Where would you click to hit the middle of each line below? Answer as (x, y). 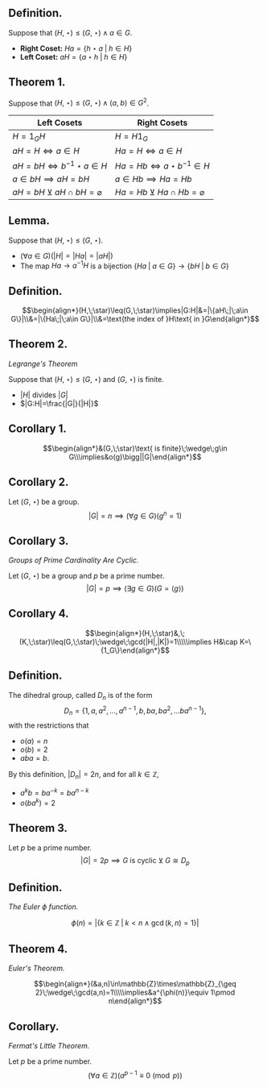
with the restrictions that (49, 725)
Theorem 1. (37, 83)
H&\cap (226, 642)
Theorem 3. (38, 828)
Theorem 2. (38, 345)
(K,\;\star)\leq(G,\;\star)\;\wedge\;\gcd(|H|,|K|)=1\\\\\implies (115, 642)
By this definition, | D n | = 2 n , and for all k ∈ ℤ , (84, 775)
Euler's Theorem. (37, 968)
